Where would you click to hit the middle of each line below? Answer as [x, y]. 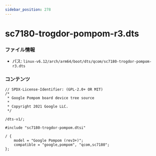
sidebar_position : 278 [28, 9]
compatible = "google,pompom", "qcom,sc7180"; [62, 145]
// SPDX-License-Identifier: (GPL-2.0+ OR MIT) [54, 90]
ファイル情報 [20, 50]
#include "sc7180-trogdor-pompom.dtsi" [45, 128]
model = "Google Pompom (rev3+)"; [49, 141]
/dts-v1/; [15, 120]
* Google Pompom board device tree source [51, 98]
